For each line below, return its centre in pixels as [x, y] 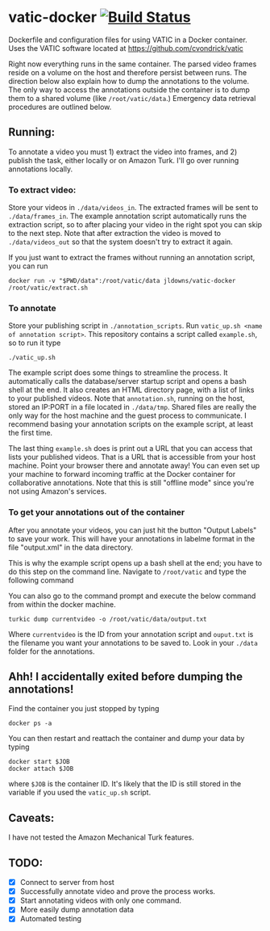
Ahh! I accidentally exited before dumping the [126, 677]
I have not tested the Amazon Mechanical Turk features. [102, 837]
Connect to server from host [67, 883]
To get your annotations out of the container [97, 512]
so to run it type [35, 343]
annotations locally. [41, 169]
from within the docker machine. [62, 604]
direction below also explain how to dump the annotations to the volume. [129, 81]
